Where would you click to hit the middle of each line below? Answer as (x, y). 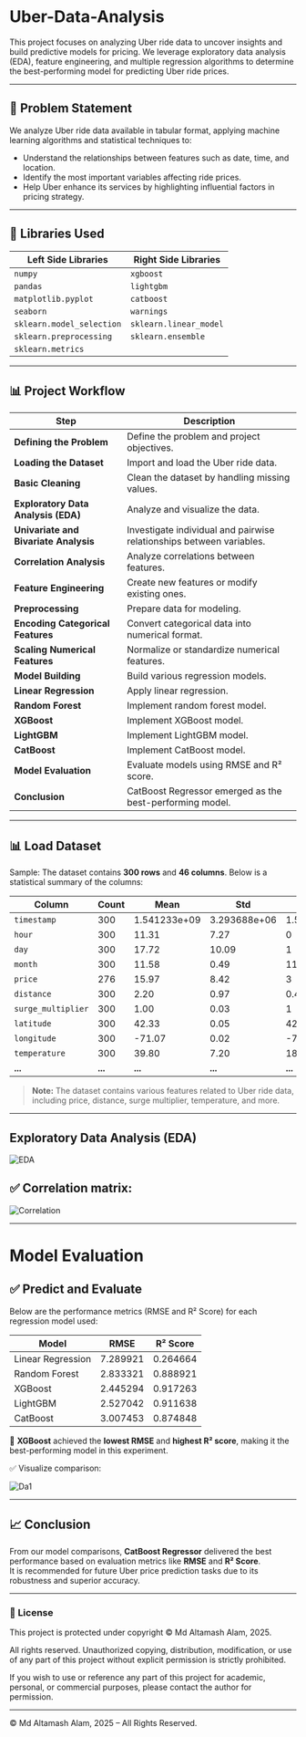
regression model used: (54, 1321)
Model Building (47, 676)
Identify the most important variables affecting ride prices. (132, 177)
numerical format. (165, 635)
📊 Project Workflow (67, 391)
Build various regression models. (197, 676)
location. (39, 167)
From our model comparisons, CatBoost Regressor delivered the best (141, 1551)
